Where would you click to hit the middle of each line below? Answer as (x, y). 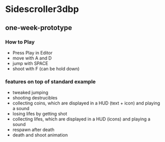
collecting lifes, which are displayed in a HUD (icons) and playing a (81, 119)
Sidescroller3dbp (42, 9)
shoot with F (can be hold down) (46, 68)
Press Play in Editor (32, 52)
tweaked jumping (30, 92)
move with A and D (32, 58)
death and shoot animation (40, 135)
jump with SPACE (30, 63)
